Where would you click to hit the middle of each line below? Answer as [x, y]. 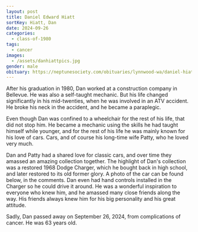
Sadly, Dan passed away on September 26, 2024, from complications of [93, 217]
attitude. [16, 205]
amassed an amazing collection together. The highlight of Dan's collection [96, 161]
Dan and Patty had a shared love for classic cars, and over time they [89, 155]
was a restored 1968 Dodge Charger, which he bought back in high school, [97, 168]
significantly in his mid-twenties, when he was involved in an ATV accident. [97, 101]
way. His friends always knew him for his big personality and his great [91, 199]
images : [16, 55]
